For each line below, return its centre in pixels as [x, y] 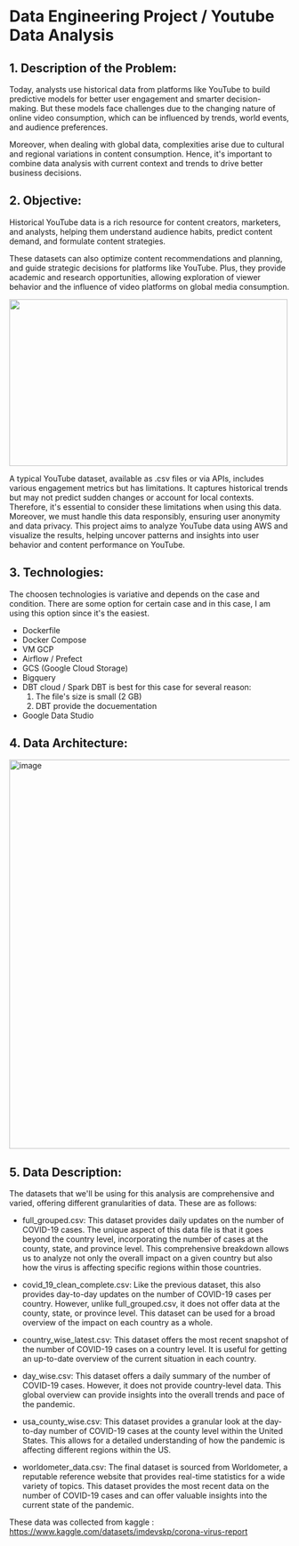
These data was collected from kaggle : [81, 1522]
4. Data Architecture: [69, 743]
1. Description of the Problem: [93, 68]
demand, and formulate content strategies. [88, 241]
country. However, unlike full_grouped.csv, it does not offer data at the [151, 1304]
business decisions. [45, 173]
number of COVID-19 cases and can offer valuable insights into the [145, 1495]
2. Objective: [45, 201]
